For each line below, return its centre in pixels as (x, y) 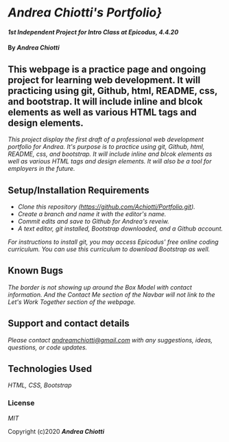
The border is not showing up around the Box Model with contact (100, 287)
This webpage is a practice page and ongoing (107, 69)
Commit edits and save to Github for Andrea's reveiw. (94, 221)
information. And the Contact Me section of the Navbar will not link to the (111, 294)
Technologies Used (50, 369)
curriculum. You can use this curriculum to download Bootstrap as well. (109, 249)
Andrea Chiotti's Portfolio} (85, 13)
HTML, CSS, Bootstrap (40, 385)
